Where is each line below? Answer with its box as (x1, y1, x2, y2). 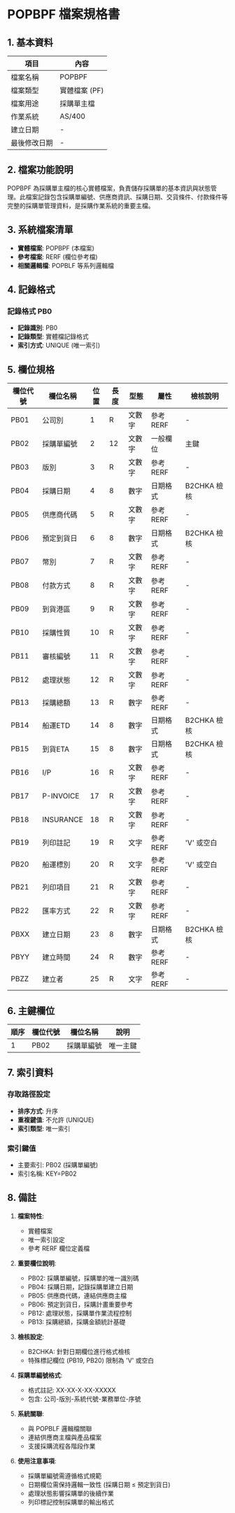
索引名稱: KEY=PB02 (17, 1169, 77, 1178)
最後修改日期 (10, 138, 54, 148)
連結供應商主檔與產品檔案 (27, 1433, 102, 1442)
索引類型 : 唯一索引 (17, 1124, 71, 1132)
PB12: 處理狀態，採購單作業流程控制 (27, 1309, 131, 1317)
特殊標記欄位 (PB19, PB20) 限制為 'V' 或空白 (27, 1356, 155, 1365)
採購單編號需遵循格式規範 (27, 1471, 102, 1480)
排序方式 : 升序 (17, 1106, 58, 1115)
